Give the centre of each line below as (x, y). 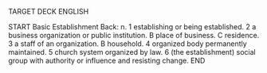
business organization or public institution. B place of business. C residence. (134, 35)
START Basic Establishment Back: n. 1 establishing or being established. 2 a (132, 27)
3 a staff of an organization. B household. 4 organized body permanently (128, 44)
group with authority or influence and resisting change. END (107, 60)
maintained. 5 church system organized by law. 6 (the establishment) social (132, 52)
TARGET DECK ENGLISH (49, 12)
